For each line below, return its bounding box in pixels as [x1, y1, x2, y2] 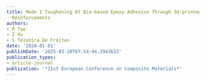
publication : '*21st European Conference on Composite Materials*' [6, 65, 183, 72]
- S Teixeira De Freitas [6, 37, 70, 43]
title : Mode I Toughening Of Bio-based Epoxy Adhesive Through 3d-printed [6, 9, 202, 15]
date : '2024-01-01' [6, 43, 56, 49]
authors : [6, 20, 29, 26]
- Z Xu [6, 32, 23, 38]
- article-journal [6, 60, 53, 66]
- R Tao [6, 26, 26, 32]
